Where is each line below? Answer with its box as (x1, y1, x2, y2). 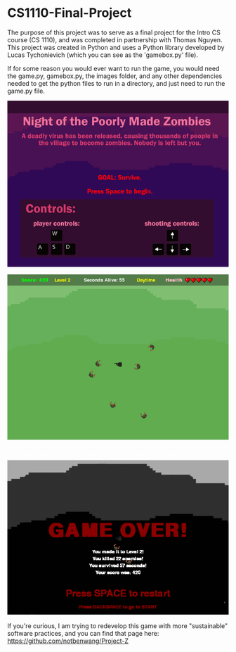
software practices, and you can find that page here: (7, 629, 159, 637)
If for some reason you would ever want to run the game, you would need (7, 64, 220, 72)
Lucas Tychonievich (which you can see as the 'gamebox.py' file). (7, 51, 199, 59)
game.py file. (7, 87, 46, 95)
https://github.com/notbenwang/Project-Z (7, 637, 129, 645)
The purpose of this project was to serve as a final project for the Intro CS (7, 28, 221, 37)
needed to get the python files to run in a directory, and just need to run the (7, 79, 225, 87)
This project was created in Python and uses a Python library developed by (7, 43, 225, 51)
